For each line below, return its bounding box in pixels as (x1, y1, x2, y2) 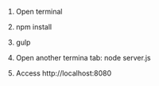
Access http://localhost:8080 (15, 68, 112, 78)
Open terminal (15, 7, 63, 16)
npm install (15, 22, 52, 31)
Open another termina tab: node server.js (15, 53, 151, 62)
